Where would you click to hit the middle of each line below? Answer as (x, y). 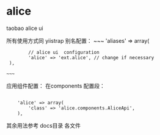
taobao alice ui (25, 28)
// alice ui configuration (64, 52)
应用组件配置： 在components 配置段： (56, 86)
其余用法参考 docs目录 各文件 (44, 125)
